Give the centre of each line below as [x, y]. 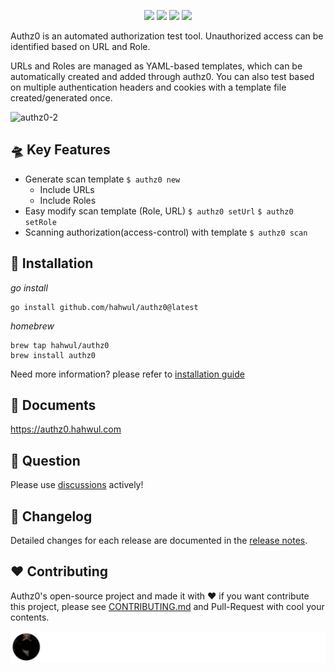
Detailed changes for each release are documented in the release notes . [159, 540]
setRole [40, 222]
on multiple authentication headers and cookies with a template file [148, 87]
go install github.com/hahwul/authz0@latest [104, 307]
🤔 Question [45, 460]
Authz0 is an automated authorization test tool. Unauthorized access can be [167, 36]
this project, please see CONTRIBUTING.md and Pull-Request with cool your [167, 606]
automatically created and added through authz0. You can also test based [162, 76]
